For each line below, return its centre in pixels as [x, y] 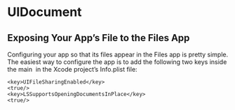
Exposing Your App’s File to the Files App [99, 38]
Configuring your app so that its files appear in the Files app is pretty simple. [118, 54]
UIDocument [45, 12]
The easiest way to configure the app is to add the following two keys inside [117, 62]
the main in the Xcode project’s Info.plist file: [73, 69]
